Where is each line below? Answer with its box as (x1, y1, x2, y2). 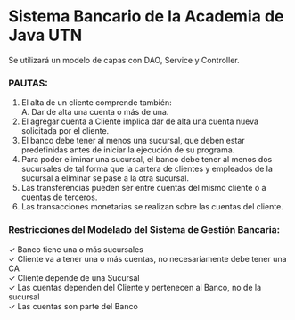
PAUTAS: (8, 77, 48, 89)
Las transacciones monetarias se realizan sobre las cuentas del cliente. (20, 201, 284, 212)
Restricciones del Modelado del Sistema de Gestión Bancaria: (8, 224, 281, 236)
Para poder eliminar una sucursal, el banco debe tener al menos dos (20, 154, 273, 165)
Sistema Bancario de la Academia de (8, 6, 284, 27)
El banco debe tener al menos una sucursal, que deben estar (20, 135, 246, 146)
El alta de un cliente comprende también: (20, 97, 172, 108)
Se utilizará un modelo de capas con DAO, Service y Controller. (8, 54, 240, 65)
